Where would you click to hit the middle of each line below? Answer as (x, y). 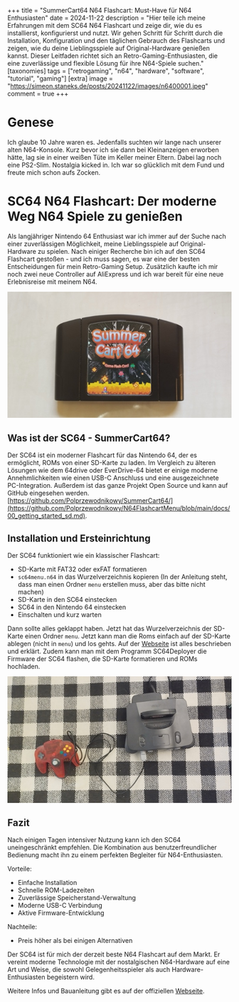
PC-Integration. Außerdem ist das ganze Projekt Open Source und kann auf (118, 486)
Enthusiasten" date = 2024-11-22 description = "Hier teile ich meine (107, 18)
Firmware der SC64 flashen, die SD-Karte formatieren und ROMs (102, 659)
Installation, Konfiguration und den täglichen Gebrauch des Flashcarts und (116, 41)
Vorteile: (20, 869)
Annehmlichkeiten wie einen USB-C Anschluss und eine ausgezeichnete (113, 478)
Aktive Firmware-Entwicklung (61, 913)
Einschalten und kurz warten (59, 615)
